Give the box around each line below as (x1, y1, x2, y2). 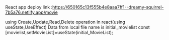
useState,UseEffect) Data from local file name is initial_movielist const (5, 24, 150, 30)
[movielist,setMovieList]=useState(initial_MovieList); (5, 30, 113, 35)
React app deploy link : (5, 4, 53, 10)
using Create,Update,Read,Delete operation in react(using (5, 19, 126, 25)
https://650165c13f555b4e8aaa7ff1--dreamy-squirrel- (52, 4, 164, 10)
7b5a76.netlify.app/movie (5, 9, 58, 15)
